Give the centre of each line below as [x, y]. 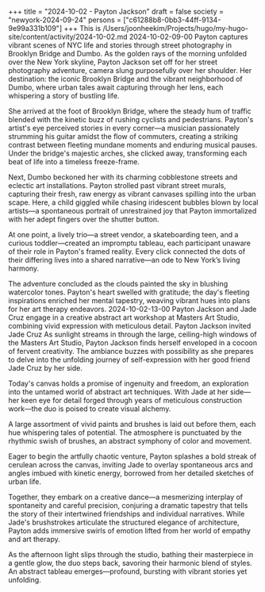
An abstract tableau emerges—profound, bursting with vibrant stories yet [128, 571]
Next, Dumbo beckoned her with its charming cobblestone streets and [123, 177]
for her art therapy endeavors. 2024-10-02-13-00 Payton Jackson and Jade [132, 309]
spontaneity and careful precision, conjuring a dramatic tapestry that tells [128, 506]
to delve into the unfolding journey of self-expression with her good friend [129, 359]
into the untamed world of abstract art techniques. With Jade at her [118, 392]
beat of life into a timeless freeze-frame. [74, 161]
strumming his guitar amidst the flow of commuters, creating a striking [123, 136]
